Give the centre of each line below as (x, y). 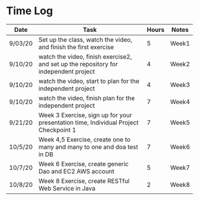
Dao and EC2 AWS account (76, 171)
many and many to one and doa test (88, 147)
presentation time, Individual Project (89, 122)
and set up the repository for (78, 64)
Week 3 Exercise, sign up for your (85, 115)
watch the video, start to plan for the (89, 81)
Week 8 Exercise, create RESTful (84, 180)
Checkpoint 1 (57, 130)
